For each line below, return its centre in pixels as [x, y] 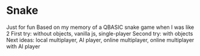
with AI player [23, 46]
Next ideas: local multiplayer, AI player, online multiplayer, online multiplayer [100, 40]
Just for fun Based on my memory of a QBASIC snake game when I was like [100, 27]
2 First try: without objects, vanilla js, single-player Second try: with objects [100, 33]
